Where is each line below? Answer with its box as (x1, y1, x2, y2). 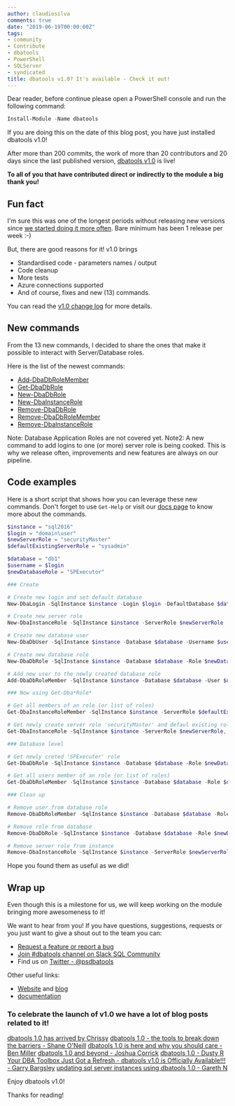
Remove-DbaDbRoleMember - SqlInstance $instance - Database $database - (7, 810, 218, 817)
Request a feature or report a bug (17, 943, 114, 951)
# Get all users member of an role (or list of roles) (7, 772, 171, 780)
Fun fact (7, 198, 44, 210)
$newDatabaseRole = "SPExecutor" (7, 568, 105, 575)
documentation (17, 992, 62, 1000)
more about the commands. (7, 509, 87, 518)
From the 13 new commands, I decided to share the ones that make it (7, 340, 206, 349)
